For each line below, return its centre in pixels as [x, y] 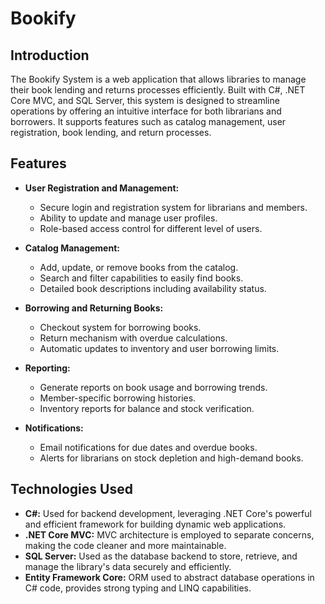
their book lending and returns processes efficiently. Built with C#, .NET [158, 90]
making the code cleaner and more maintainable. [125, 545]
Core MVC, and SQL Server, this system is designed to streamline [145, 100]
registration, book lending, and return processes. [111, 132]
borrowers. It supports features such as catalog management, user [148, 121]
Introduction [50, 55]
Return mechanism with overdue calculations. [133, 338]
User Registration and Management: [102, 188]
